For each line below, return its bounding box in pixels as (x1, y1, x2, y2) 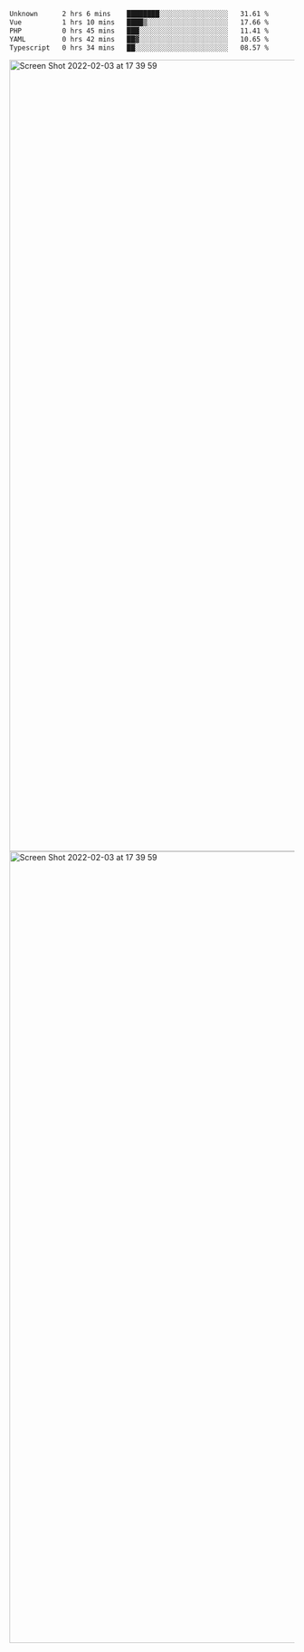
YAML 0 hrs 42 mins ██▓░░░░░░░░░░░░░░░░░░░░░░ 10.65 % (9, 34, 270, 43)
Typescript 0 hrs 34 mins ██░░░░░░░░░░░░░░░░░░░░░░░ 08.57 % (9, 43, 270, 52)
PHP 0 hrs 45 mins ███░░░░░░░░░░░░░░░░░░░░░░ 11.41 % (9, 26, 270, 35)
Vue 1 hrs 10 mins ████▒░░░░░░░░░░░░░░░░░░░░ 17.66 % (9, 17, 270, 27)
